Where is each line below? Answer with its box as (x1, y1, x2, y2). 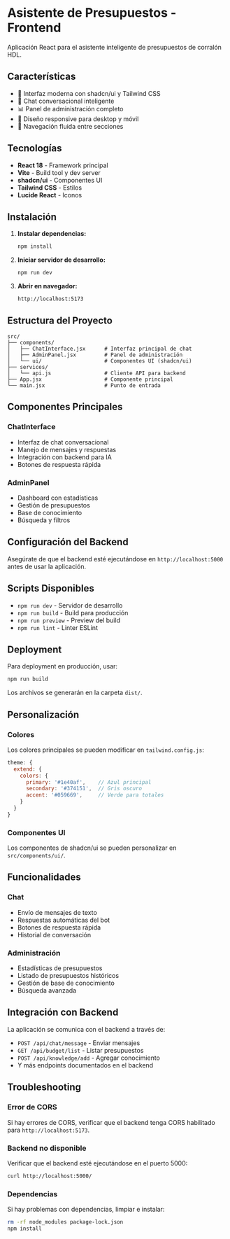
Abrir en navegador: (17, 282, 78, 290)
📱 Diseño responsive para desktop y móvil (17, 114, 139, 123)
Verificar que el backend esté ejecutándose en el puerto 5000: (7, 1158, 188, 1167)
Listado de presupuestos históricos (17, 972, 120, 980)
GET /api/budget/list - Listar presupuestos (17, 1046, 144, 1054)
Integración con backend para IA (17, 453, 112, 461)
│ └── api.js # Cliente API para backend (7, 370, 187, 377)
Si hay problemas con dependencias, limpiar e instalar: (7, 1205, 165, 1214)
